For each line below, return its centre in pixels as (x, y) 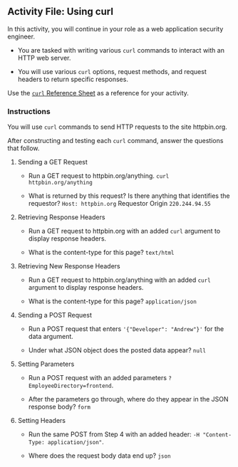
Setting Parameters (46, 364)
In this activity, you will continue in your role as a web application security (115, 28)
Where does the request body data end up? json (99, 456)
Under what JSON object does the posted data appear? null (117, 350)
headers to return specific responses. (73, 79)
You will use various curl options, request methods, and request (112, 71)
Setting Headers (42, 421)
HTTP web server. (44, 58)
